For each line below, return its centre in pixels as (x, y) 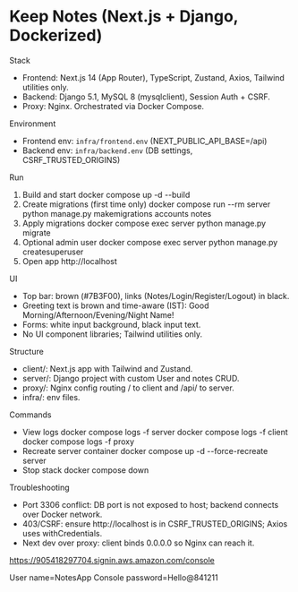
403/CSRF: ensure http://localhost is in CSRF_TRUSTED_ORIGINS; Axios (155, 523)
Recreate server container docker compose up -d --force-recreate (145, 450)
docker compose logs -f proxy (78, 442)
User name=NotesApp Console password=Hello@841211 (114, 577)
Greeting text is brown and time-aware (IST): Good (115, 305)
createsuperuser (53, 252)
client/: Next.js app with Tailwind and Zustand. (107, 368)
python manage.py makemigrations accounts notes (117, 213)
